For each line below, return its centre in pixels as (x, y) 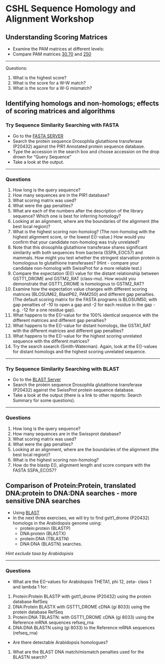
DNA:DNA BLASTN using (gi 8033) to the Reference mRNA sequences (84, 627)
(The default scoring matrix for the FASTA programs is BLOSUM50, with (85, 299)
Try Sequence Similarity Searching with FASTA (62, 125)
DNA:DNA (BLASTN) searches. (51, 544)
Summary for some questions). (44, 400)
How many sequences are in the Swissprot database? (67, 434)
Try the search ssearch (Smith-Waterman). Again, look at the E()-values (85, 346)
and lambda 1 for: (30, 586)
